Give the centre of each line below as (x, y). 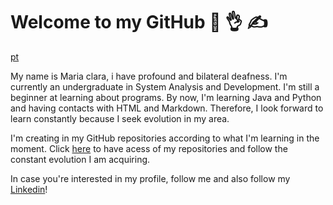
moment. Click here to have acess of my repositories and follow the (149, 148)
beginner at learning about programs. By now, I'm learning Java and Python (166, 97)
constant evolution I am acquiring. (80, 159)
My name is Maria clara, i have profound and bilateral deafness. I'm (149, 76)
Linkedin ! (29, 189)
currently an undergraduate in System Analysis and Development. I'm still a (165, 86)
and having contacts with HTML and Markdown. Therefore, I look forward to (167, 108)
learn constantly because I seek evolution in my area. (120, 118)
